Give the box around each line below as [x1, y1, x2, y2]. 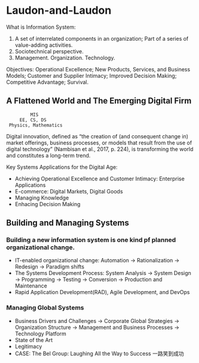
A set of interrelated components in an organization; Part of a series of [14, 35, 189, 42]
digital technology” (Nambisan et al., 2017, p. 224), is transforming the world [6, 145, 194, 153]
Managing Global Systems [6, 304, 84, 312]
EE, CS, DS [19, 117, 47, 123]
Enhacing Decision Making [14, 200, 81, 207]
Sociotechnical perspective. [14, 47, 84, 55]
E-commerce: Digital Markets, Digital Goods [14, 187, 124, 195]
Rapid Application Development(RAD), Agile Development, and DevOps [14, 289, 190, 296]
